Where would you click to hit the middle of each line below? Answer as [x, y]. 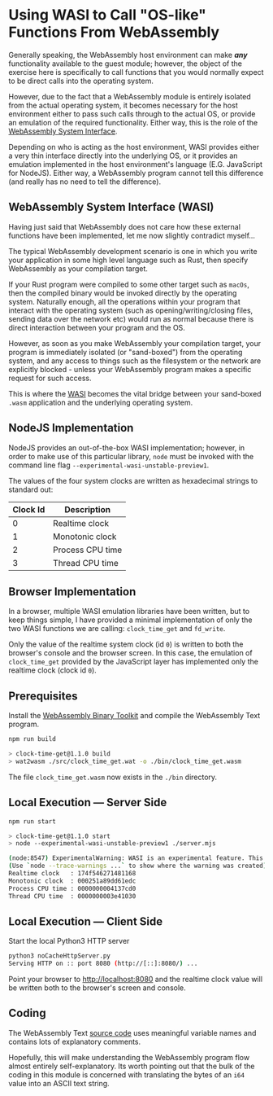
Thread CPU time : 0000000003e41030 [72, 896]
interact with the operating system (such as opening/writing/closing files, [131, 310]
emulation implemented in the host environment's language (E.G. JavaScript [135, 164]
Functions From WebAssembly [114, 32]
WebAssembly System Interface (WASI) [111, 207]
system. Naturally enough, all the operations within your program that [125, 301]
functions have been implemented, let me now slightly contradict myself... [132, 235]
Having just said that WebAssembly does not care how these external [125, 226]
